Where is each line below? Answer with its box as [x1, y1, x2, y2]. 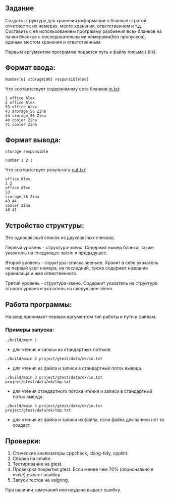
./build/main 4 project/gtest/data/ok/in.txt [5, 403, 102, 409]
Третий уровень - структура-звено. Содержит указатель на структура [5, 280, 158, 286]
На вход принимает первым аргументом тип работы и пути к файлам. [5, 313, 157, 320]
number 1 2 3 [5, 158, 33, 163]
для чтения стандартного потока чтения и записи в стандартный [12, 388, 153, 394]
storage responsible [5, 149, 49, 154]
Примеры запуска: [5, 326, 54, 333]
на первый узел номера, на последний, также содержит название [5, 265, 148, 271]
